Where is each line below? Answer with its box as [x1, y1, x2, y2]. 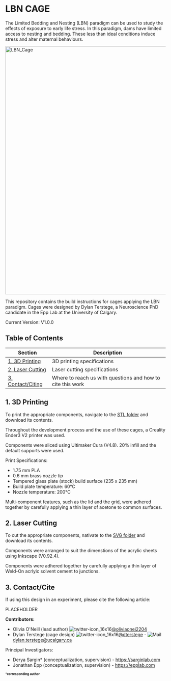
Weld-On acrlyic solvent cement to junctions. [5, 568, 100, 575]
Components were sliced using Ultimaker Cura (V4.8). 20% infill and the [5, 442, 156, 448]
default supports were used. [5, 447, 65, 453]
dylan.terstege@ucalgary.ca [12, 637, 72, 643]
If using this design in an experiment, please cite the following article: [5, 596, 151, 603]
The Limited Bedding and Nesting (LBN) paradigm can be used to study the [5, 20, 163, 26]
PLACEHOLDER [5, 607, 38, 613]
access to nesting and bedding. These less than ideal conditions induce [5, 31, 156, 37]
